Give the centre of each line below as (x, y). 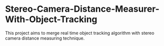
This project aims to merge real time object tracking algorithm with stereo (80, 33)
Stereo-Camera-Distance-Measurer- (82, 9)
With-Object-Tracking (51, 19)
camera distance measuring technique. (45, 38)
